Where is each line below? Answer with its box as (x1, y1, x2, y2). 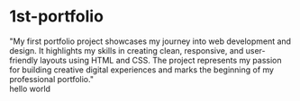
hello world (9, 83, 51, 94)
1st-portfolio (9, 6, 104, 27)
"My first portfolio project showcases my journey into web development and (9, 36, 291, 46)
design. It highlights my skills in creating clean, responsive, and (9, 45, 244, 55)
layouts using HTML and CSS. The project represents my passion (40, 55, 282, 65)
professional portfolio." (9, 73, 95, 84)
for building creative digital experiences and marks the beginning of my (9, 64, 275, 75)
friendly (9, 55, 39, 65)
